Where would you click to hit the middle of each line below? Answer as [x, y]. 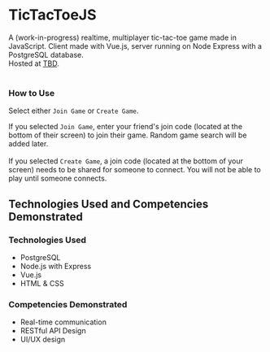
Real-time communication [63, 322]
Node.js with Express [56, 266]
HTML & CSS [42, 283]
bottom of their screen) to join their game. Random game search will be [128, 135]
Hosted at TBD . [34, 63]
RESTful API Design [53, 331]
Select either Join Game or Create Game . [74, 111]
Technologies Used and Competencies [109, 204]
